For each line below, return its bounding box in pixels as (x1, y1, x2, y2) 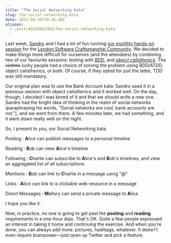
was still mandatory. (5, 73, 47, 79)
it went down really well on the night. (5, 116, 83, 122)
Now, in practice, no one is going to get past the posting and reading (5, 210, 151, 216)
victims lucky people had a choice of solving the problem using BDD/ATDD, (5, 62, 163, 69)
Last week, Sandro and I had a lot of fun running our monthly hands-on (5, 40, 155, 47)
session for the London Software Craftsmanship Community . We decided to (5, 46, 164, 52)
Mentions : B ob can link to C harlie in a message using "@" (5, 171, 128, 177)
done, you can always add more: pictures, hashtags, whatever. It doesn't (5, 227, 158, 233)
